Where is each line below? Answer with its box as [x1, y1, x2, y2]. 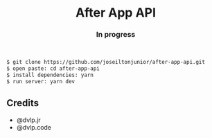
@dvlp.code [16, 123, 52, 131]
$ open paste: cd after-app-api [6, 65, 100, 72]
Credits [6, 97, 39, 109]
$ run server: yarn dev [6, 78, 76, 85]
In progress [96, 30, 136, 40]
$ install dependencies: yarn [6, 71, 94, 79]
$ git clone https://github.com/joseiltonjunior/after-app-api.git [6, 59, 206, 66]
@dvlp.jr [16, 116, 41, 124]
